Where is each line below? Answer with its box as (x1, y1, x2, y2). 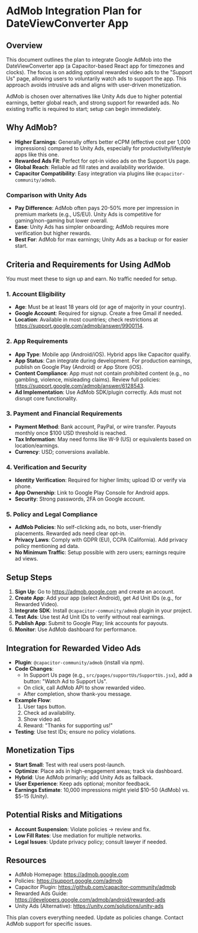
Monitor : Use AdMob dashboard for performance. (14, 626, 137, 633)
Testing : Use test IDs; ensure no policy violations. (14, 728, 136, 735)
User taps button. (23, 703, 66, 710)
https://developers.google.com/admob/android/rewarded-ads (14, 896, 165, 903)
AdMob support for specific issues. (6, 921, 92, 928)
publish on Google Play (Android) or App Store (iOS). (14, 363, 143, 370)
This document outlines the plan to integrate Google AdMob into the (6, 56, 172, 63)
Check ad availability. (23, 709, 76, 717)
